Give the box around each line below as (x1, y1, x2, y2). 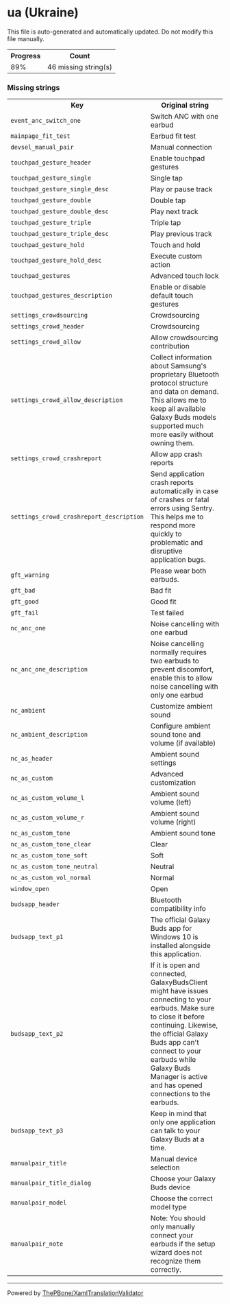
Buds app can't (150, 1038, 200, 1047)
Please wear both (150, 566, 207, 576)
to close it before (150, 1012, 205, 1021)
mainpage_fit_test (10, 132, 71, 140)
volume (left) (150, 798, 192, 807)
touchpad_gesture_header (10, 159, 92, 167)
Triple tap (150, 218, 181, 228)
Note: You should (150, 1213, 206, 1223)
